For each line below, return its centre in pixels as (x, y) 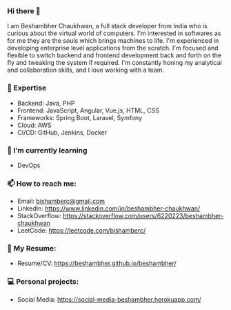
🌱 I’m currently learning (47, 150)
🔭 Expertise (27, 88)
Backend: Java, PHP (46, 103)
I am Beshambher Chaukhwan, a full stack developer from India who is (108, 26)
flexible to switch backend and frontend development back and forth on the (114, 55)
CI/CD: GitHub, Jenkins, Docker (62, 132)
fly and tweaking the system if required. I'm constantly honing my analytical (114, 63)
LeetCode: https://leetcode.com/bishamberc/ (81, 231)
